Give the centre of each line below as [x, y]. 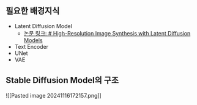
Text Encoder [32, 46]
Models [33, 40]
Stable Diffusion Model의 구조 [62, 80]
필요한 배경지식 [33, 11]
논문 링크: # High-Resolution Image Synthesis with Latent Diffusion [107, 33]
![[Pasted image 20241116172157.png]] [54, 95]
